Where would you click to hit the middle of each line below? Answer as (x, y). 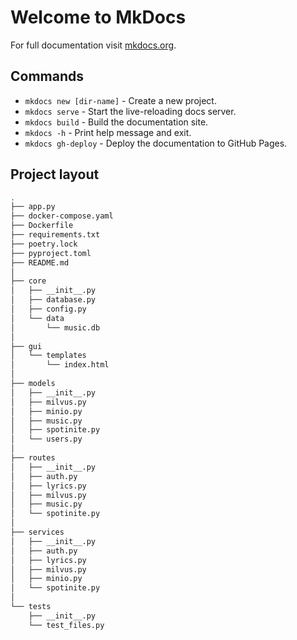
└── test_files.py (66, 625)
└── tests (31, 607)
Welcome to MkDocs (98, 17)
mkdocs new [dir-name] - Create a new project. (120, 100)
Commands (47, 76)
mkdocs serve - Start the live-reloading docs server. (130, 111)
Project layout (55, 174)
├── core (28, 281)
